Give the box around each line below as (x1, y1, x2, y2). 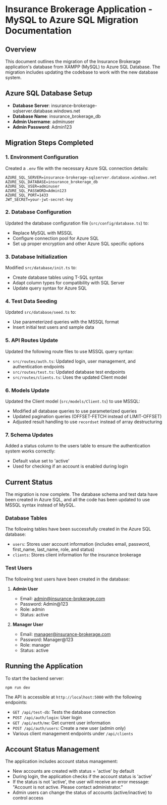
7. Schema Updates (5, 431, 53, 438)
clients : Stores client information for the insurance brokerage (12, 552, 141, 558)
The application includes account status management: (5, 758, 118, 765)
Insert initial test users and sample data (12, 324, 94, 330)
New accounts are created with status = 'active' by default (12, 768, 135, 774)
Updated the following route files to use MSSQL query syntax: (5, 348, 134, 354)
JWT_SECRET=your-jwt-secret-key (5, 197, 73, 202)
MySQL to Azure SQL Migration (5, 14, 139, 26)
